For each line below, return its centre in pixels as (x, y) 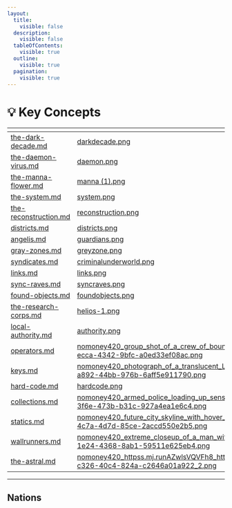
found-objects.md (40, 296)
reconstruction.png (108, 213)
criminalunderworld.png (116, 262)
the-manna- (31, 177)
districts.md (30, 228)
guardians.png (100, 239)
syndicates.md (35, 262)
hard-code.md (35, 386)
